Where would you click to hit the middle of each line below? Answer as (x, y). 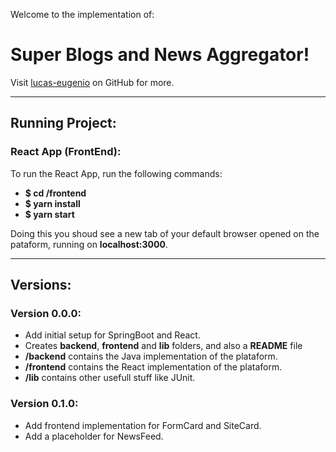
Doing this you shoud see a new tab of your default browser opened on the (165, 233)
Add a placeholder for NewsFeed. (94, 436)
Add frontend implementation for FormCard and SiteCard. (143, 425)
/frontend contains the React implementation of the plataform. (153, 367)
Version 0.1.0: (44, 404)
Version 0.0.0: (46, 313)
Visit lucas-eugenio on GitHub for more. (92, 82)
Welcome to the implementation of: (82, 14)
